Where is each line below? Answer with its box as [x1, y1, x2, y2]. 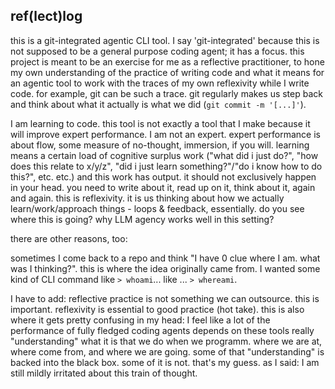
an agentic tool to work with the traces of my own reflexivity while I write [10, 77, 310, 89]
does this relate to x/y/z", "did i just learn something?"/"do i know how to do [10, 160, 323, 172]
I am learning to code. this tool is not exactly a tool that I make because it [10, 117, 311, 129]
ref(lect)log [10, 8, 83, 25]
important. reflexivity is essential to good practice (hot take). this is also [10, 303, 305, 315]
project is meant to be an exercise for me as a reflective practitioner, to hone [10, 55, 325, 68]
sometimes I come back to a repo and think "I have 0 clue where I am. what [10, 252, 321, 264]
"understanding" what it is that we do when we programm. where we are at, [10, 335, 323, 347]
